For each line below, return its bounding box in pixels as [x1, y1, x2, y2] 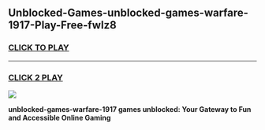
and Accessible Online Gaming [8, 113, 111, 122]
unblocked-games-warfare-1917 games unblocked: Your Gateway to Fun [8, 104, 252, 113]
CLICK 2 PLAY [8, 72, 63, 83]
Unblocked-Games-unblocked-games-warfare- [8, 6, 248, 20]
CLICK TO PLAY [8, 43, 69, 54]
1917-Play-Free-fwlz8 [8, 19, 117, 32]
